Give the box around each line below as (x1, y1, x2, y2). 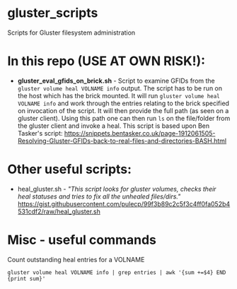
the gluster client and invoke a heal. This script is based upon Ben (17, 122, 210, 130)
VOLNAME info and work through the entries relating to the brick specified (17, 99, 230, 107)
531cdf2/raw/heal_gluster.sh (17, 207, 100, 216)
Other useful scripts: (7, 161, 132, 177)
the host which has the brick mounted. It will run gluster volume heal (17, 91, 221, 100)
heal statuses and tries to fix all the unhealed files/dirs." (17, 192, 181, 201)
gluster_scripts (7, 5, 98, 21)
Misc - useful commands (7, 232, 157, 248)
